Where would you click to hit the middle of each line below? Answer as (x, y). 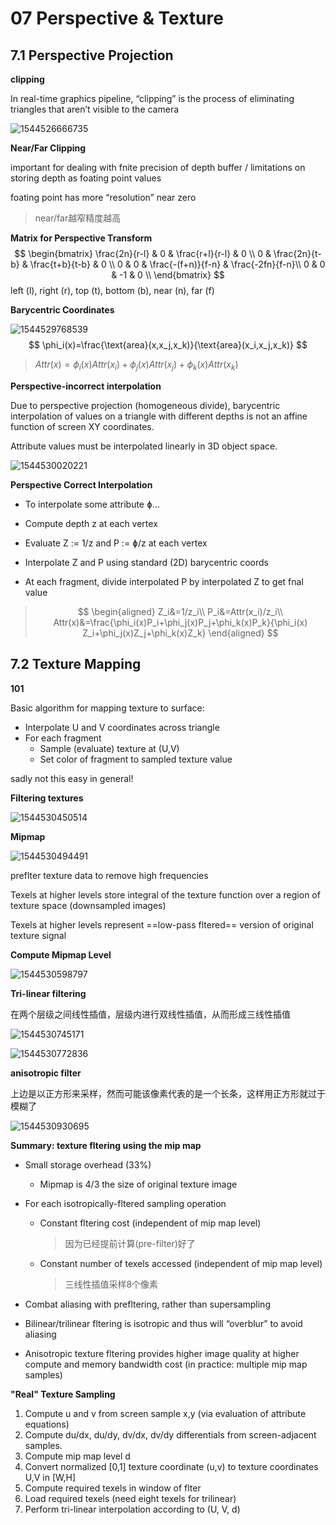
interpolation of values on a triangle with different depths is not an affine (159, 416)
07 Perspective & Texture (117, 18)
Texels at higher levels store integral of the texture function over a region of (165, 894)
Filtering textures (47, 798)
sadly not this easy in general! (72, 778)
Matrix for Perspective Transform (81, 238)
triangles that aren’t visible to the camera (95, 109)
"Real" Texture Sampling (63, 1394)
